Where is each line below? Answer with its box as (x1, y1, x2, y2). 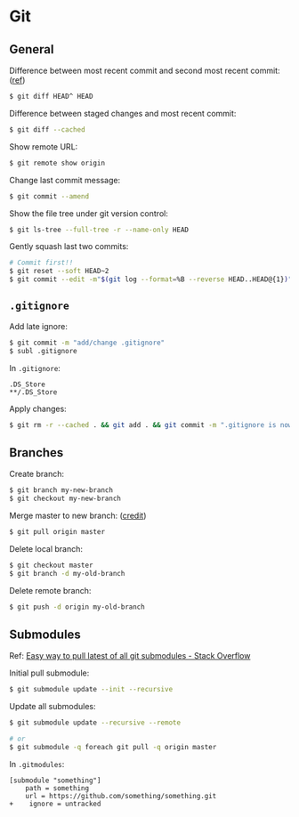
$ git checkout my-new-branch (9, 494, 122, 504)
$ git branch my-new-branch (9, 486, 114, 495)
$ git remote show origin (9, 158, 105, 167)
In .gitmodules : (9, 758, 65, 769)
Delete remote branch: (9, 585, 92, 595)
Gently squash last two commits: (9, 241, 129, 252)
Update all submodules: (9, 701, 96, 712)
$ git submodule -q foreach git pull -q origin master (9, 742, 217, 751)
